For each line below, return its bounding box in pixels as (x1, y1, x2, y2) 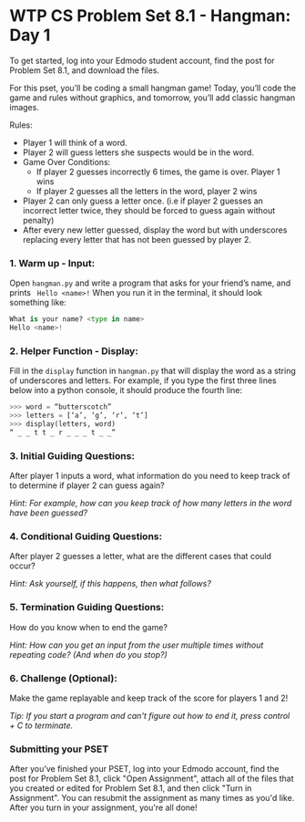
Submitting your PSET (9, 743, 109, 755)
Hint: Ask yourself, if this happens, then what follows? (9, 578, 212, 589)
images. (9, 101, 39, 112)
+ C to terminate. (9, 720, 74, 731)
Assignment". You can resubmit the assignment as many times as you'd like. (9, 793, 295, 804)
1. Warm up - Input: (9, 256, 96, 269)
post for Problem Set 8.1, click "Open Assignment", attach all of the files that (9, 773, 294, 785)
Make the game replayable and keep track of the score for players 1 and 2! (9, 692, 289, 703)
